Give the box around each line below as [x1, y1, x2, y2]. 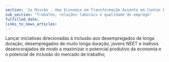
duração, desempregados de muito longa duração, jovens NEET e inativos [5, 41, 159, 47]
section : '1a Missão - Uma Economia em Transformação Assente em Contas [5, 7, 161, 13]
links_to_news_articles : [5, 21, 57, 27]
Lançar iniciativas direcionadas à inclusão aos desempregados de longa [5, 35, 154, 41]
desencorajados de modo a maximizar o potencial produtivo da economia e [5, 46, 161, 52]
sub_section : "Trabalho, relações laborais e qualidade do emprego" [5, 12, 152, 17]
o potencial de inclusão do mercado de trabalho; [5, 51, 106, 57]
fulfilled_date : [5, 17, 39, 22]
